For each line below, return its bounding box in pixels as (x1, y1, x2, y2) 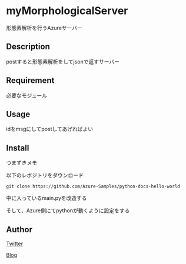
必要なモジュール (6, 92, 48, 99)
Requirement (6, 75, 55, 86)
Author (6, 225, 32, 235)
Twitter (6, 240, 24, 247)
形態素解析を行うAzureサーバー (6, 24, 82, 31)
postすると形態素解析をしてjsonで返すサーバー (6, 58, 119, 65)
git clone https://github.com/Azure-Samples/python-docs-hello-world (6, 183, 181, 189)
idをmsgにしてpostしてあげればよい (6, 125, 93, 133)
